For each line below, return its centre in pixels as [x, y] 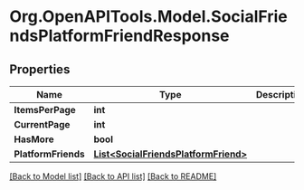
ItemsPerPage [45, 110]
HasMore [34, 139]
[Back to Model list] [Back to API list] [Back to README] [113, 176]
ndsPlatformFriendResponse [119, 36]
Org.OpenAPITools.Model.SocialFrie [148, 17]
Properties [40, 69]
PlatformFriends [49, 154]
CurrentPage [42, 124]
